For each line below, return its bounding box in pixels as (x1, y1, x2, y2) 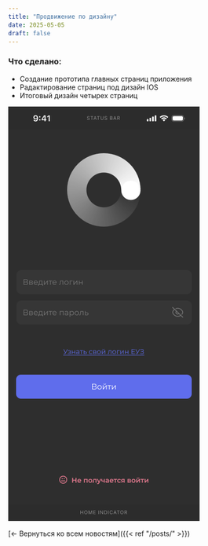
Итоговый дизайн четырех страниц (19, 90, 138, 100)
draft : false (8, 29, 51, 37)
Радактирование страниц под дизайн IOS (19, 82, 159, 92)
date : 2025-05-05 (8, 20, 65, 29)
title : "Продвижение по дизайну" (8, 13, 118, 20)
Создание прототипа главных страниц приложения (19, 74, 192, 83)
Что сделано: (8, 56, 62, 67)
